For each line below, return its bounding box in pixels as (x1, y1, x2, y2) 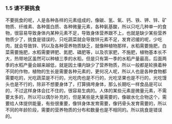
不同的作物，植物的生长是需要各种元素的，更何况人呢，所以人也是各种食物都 (5, 68, 167, 75)
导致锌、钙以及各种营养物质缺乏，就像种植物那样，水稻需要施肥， (23, 43, 162, 49)
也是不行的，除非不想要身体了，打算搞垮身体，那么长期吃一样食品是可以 (9, 81, 162, 88)
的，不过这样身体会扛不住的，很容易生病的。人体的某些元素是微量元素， (5, 88, 158, 94)
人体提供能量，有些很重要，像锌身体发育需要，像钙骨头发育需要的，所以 (14, 100, 167, 107)
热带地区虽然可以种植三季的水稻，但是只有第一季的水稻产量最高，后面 (14, 55, 162, 62)
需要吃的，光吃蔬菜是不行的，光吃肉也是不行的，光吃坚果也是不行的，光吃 (5, 75, 162, 81)
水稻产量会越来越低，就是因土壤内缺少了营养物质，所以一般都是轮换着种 (14, 62, 167, 68)
